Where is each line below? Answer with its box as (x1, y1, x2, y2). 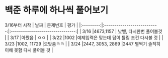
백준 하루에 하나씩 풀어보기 (5, 4, 109, 16)
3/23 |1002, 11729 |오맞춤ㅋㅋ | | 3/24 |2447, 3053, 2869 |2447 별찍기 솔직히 (5, 40, 160, 46)
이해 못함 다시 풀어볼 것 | (5, 47, 53, 53)
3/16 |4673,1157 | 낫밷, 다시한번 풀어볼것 (82, 28, 162, 34)
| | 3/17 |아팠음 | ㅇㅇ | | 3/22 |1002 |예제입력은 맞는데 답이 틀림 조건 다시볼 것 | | (5, 34, 163, 40)
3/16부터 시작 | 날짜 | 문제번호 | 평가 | (5, 22, 78, 28)
